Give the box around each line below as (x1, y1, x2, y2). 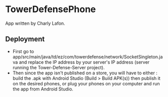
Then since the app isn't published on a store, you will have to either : (12, 70, 158, 76)
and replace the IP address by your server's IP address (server (19, 59, 150, 65)
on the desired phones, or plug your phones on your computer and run (12, 80, 160, 86)
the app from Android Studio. (12, 86, 73, 92)
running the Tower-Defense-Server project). (12, 64, 105, 70)
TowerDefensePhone (5, 4, 96, 15)
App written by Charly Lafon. (5, 20, 65, 26)
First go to (12, 48, 34, 54)
